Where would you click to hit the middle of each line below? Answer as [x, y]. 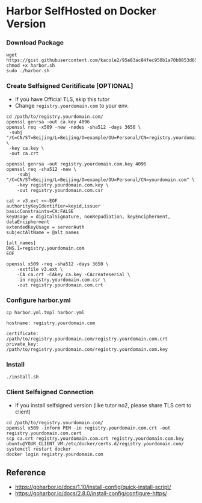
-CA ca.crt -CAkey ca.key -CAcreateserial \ [74, 274]
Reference [26, 473]
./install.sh [23, 377]
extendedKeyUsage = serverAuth [45, 227]
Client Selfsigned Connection [50, 392]
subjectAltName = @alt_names [43, 232]
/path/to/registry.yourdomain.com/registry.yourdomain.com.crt [87, 339]
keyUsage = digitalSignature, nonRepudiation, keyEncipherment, [88, 217]
